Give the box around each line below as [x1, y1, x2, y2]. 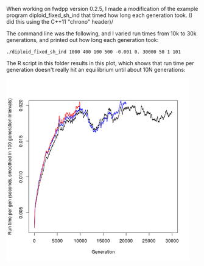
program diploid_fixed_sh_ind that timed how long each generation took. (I [6, 12, 192, 19]
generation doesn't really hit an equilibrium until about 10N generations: [6, 66, 186, 73]
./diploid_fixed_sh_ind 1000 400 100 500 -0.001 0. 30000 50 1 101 [6, 49, 181, 55]
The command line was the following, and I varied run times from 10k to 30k [6, 30, 197, 37]
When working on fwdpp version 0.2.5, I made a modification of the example [6, 5, 199, 12]
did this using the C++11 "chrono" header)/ [6, 18, 114, 25]
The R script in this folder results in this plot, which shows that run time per [6, 60, 194, 66]
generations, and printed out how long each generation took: [6, 37, 159, 43]
